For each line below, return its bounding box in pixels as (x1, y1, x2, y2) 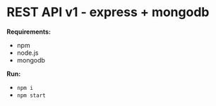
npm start (16, 92, 47, 99)
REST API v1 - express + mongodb (6, 4, 210, 20)
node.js (16, 48, 40, 57)
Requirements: (6, 27, 51, 36)
